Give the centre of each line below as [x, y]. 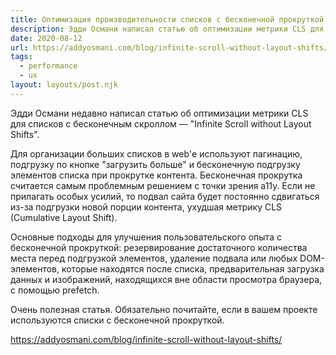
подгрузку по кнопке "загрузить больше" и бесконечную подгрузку [155, 164]
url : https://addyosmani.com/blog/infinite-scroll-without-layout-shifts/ [169, 47]
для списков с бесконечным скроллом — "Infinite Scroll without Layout [161, 123]
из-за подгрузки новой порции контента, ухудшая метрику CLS [146, 207]
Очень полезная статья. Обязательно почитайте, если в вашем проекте [164, 309]
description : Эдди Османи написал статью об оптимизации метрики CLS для [167, 29]
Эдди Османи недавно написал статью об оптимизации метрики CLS [159, 113]
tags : [21, 57]
